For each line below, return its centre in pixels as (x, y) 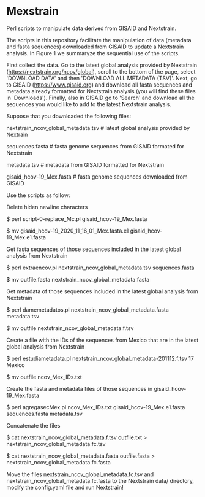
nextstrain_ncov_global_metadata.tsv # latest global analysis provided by (98, 128)
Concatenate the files (33, 425)
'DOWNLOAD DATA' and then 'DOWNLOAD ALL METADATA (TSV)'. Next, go (102, 78)
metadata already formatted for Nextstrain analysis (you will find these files (101, 91)
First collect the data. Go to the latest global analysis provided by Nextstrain (102, 65)
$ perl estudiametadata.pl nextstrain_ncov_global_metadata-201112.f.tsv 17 (100, 358)
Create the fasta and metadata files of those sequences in (80, 388)
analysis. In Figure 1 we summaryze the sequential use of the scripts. (93, 53)
